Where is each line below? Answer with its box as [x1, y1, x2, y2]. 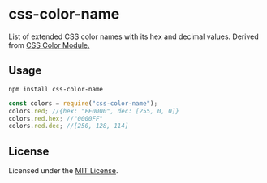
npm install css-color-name [8, 85, 104, 93]
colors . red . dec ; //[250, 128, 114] [8, 122, 129, 130]
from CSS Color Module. [8, 40, 91, 49]
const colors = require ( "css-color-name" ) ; [8, 99, 158, 108]
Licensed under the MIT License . [8, 166, 118, 176]
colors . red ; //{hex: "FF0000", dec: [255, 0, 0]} [8, 107, 180, 115]
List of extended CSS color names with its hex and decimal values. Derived [8, 32, 259, 41]
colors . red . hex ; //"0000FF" [8, 114, 104, 122]
